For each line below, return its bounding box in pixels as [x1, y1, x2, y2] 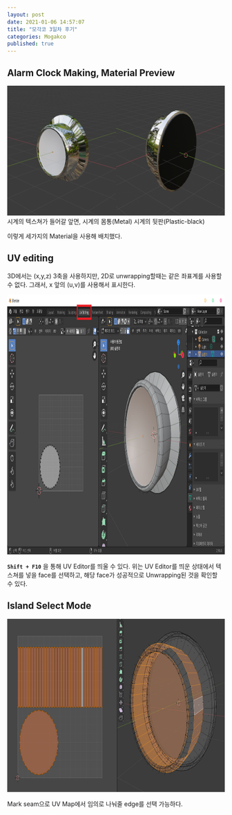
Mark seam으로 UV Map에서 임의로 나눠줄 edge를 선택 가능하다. [7, 800, 183, 808]
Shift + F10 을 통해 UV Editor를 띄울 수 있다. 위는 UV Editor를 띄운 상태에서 [7, 562, 214, 571]
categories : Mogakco [7, 33, 67, 40]
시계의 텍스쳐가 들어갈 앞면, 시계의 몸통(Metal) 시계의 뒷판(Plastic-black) [7, 217, 205, 225]
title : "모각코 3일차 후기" [7, 26, 78, 33]
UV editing [7, 253, 54, 265]
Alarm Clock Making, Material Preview [7, 66, 175, 79]
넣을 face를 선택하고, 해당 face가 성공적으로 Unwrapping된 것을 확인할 [25, 571, 218, 579]
